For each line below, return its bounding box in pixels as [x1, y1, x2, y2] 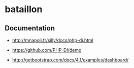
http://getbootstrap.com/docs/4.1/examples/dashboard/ [12, 57, 129, 63]
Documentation [5, 24, 55, 32]
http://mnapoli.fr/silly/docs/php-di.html [12, 37, 93, 43]
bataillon [5, 4, 43, 15]
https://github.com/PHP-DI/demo [12, 47, 82, 53]
